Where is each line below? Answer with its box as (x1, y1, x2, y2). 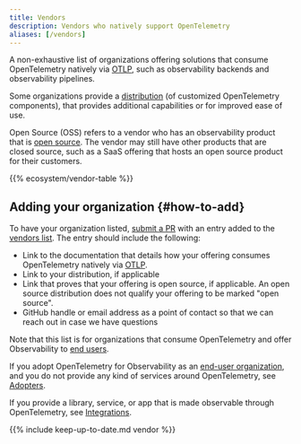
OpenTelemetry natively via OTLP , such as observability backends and (9, 64, 270, 74)
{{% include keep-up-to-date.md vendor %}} (9, 424, 176, 435)
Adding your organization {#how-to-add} (9, 199, 245, 214)
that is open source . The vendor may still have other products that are (9, 136, 267, 148)
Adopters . (9, 380, 47, 391)
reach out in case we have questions (21, 317, 159, 327)
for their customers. (9, 156, 82, 167)
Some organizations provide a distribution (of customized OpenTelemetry (9, 91, 280, 101)
